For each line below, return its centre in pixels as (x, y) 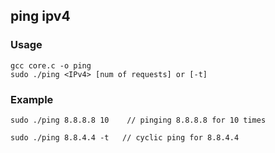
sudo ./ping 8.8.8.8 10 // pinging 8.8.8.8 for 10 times (138, 120)
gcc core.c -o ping (51, 65)
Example (32, 99)
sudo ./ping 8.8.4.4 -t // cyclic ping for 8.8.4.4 (125, 137)
